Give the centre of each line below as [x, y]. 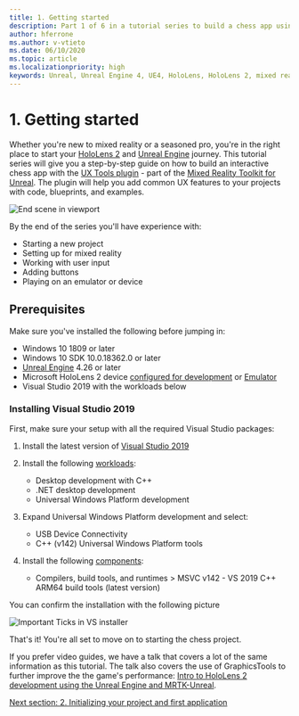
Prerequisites [47, 310]
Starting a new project [63, 243]
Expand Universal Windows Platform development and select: [135, 516]
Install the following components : [83, 560]
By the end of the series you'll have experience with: [105, 226]
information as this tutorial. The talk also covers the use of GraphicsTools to [148, 666]
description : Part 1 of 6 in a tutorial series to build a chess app [141, 26]
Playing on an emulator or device [82, 281]
